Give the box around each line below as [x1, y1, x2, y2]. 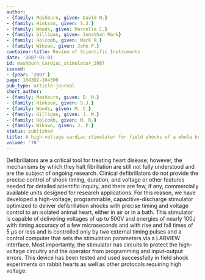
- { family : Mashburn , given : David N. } [6, 15, 108, 21]
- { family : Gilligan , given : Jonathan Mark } [6, 32, 121, 38]
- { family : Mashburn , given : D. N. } [6, 94, 99, 100]
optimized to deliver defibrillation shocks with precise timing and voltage [6, 202, 189, 209]
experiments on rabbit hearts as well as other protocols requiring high [6, 260, 182, 268]
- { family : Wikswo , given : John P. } [6, 43, 99, 50]
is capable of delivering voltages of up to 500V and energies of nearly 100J [6, 215, 196, 222]
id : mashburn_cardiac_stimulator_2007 [6, 60, 105, 66]
